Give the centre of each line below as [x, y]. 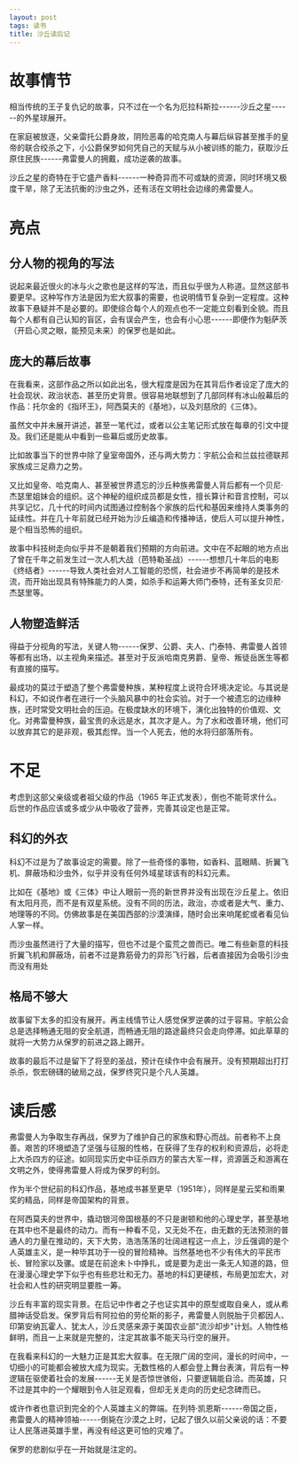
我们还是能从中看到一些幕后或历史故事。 [98, 436]
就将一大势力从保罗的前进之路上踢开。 [79, 1042]
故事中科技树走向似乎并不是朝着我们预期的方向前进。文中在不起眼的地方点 [145, 548]
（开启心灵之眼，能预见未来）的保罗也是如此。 [94, 331]
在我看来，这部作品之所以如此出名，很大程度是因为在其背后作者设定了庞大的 [149, 384]
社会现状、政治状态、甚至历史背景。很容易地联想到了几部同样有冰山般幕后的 [149, 395]
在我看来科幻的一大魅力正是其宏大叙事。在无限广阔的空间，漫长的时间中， [145, 1357]
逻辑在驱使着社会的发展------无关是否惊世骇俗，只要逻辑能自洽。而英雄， [144, 1379]
